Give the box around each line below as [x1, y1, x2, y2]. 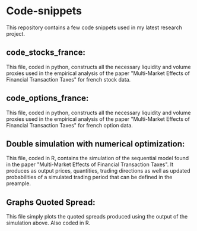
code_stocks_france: [6, 48, 86, 58]
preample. [6, 180, 31, 187]
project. [6, 30, 26, 37]
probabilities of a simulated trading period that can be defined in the [6, 174, 173, 181]
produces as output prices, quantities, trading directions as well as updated [6, 167, 191, 174]
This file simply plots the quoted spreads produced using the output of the [6, 213, 188, 220]
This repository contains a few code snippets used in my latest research [6, 24, 182, 31]
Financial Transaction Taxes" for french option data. [6, 121, 134, 129]
